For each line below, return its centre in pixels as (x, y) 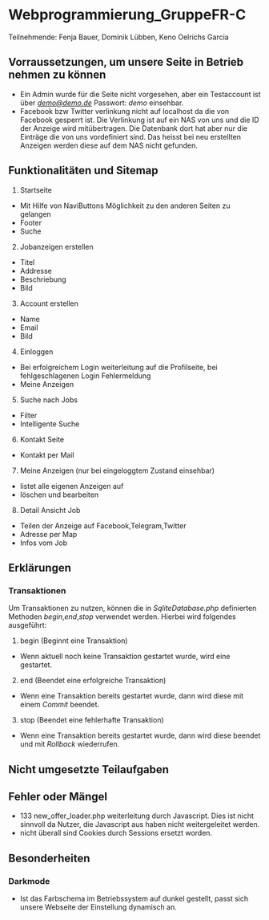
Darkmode (29, 881)
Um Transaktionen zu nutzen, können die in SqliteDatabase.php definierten (132, 609)
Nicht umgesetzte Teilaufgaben (89, 769)
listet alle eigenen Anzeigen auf (72, 486)
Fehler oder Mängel (58, 797)
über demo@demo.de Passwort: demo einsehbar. (102, 103)
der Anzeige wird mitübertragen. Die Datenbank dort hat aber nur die (134, 128)
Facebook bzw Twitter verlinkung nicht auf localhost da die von (124, 111)
